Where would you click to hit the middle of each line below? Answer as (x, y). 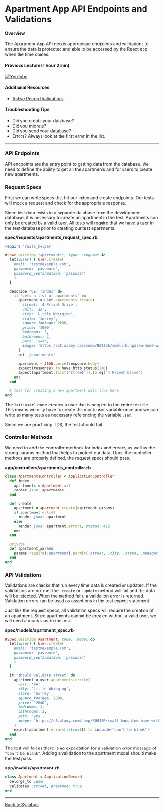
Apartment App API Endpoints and (76, 9)
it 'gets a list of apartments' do (50, 296)
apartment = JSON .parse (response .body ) (58, 363)
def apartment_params (31, 549)
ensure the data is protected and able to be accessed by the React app (76, 49)
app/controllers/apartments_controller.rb (48, 468)
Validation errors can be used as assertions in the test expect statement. (78, 601)
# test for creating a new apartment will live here (64, 391)
